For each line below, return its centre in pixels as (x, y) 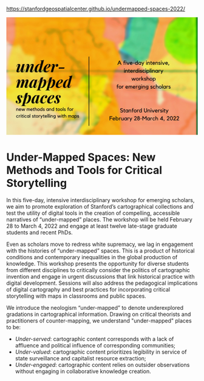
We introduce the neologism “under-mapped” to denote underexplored (95, 307)
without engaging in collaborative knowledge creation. (83, 371)
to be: (14, 327)
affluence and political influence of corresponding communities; (95, 345)
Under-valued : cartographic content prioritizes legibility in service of (101, 352)
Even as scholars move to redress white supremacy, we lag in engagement (100, 244)
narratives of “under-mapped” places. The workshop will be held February (99, 219)
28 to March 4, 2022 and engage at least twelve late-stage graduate (92, 226)
